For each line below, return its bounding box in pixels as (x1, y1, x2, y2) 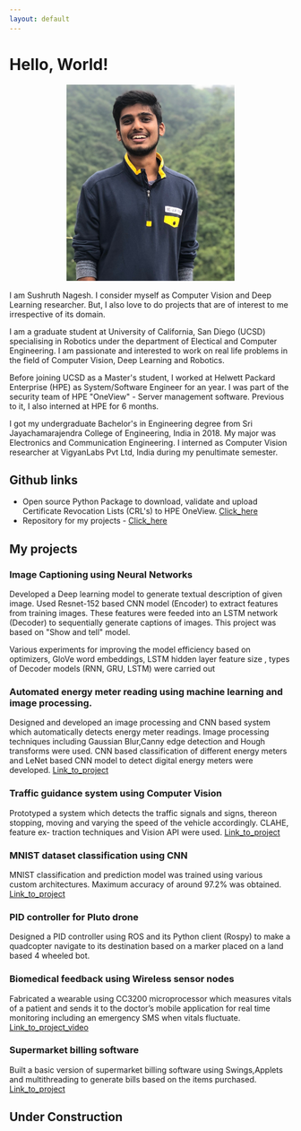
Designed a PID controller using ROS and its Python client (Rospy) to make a (9, 931, 291, 942)
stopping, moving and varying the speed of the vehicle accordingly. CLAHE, (9, 817, 289, 828)
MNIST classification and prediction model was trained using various (9, 869, 263, 880)
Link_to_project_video (9, 1022, 90, 1032)
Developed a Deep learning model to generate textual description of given (9, 588, 283, 600)
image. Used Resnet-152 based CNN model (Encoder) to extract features (9, 598, 279, 609)
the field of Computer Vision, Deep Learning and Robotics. (9, 354, 226, 365)
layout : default (9, 14, 70, 23)
